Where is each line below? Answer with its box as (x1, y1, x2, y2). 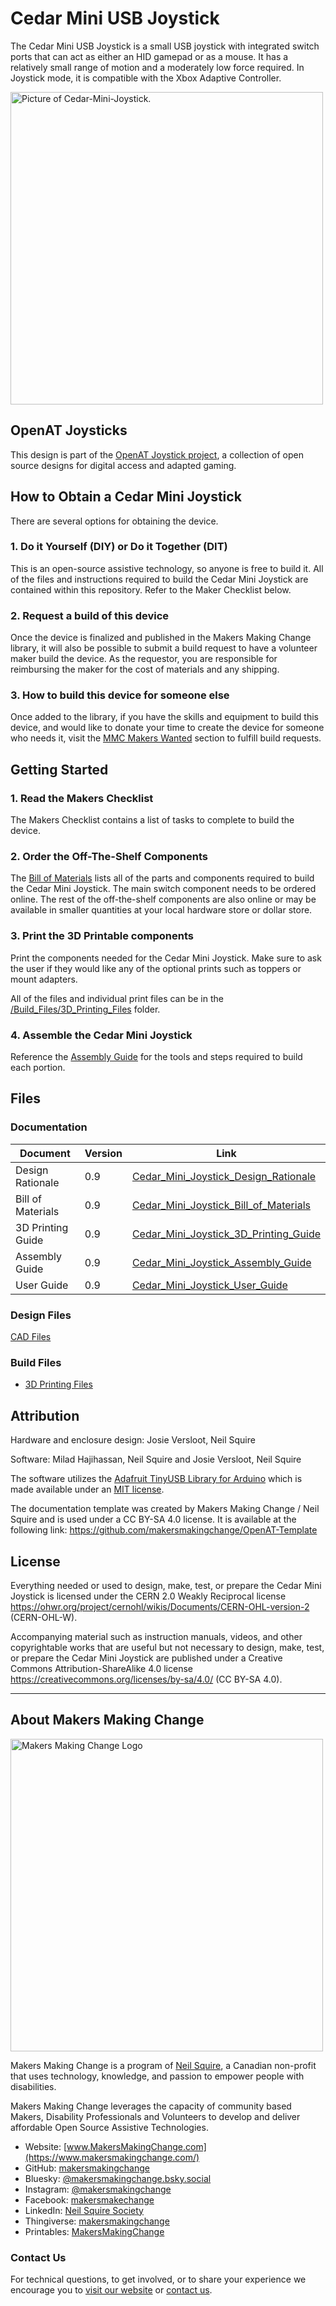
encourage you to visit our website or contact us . (10, 2284, 213, 2296)
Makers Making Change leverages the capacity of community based (10, 2100, 292, 2112)
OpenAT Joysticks (10, 422, 128, 439)
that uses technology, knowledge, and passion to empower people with (10, 2070, 305, 2082)
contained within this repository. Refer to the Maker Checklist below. (10, 583, 292, 596)
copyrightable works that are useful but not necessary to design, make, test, (10, 1641, 325, 1653)
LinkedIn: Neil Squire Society (24, 2204, 144, 2216)
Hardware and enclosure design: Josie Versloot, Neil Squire (10, 1434, 256, 1446)
